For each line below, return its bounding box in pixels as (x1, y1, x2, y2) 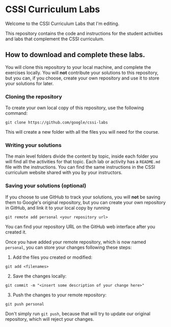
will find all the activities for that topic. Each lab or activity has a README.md (5, 159, 160, 165)
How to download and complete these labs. (5, 51, 146, 59)
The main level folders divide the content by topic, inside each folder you (5, 153, 158, 159)
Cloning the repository (5, 93, 62, 100)
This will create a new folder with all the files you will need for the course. (5, 129, 159, 135)
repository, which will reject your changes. (5, 316, 94, 322)
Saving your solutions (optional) (5, 182, 87, 189)
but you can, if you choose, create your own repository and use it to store (5, 75, 159, 81)
